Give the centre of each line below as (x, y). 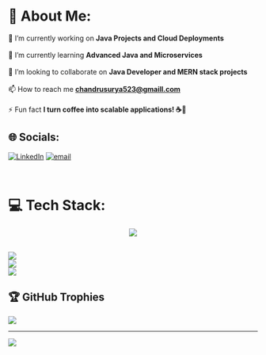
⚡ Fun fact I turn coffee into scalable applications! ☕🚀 (97, 109)
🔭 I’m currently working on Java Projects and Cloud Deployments (116, 38)
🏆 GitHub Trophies (57, 298)
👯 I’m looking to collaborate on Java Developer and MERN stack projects (128, 71)
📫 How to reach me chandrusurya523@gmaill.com (94, 89)
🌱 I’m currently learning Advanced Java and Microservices (106, 55)
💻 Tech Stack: (57, 205)
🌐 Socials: (34, 137)
